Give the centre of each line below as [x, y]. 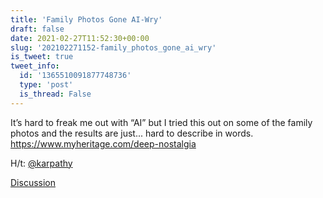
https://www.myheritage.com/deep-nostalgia [103, 143]
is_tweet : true [42, 57]
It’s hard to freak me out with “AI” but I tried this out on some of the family [161, 122]
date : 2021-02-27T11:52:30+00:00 [80, 38]
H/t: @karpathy [41, 163]
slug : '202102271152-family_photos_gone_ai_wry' [113, 47]
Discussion [33, 182]
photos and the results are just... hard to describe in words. [132, 133]
